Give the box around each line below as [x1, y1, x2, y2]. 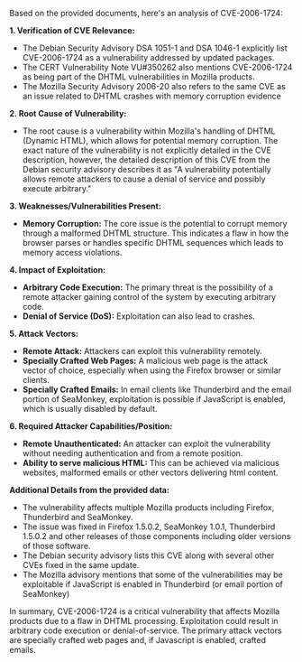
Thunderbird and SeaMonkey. [22, 512, 133, 522]
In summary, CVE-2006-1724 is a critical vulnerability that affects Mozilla [9, 606, 280, 617]
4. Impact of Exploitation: [9, 265, 106, 275]
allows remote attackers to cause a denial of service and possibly [22, 173, 266, 184]
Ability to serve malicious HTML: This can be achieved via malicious [22, 458, 279, 468]
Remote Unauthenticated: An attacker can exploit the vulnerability [22, 438, 271, 449]
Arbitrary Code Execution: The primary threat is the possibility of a [22, 282, 273, 293]
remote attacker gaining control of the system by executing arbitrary [22, 292, 277, 302]
